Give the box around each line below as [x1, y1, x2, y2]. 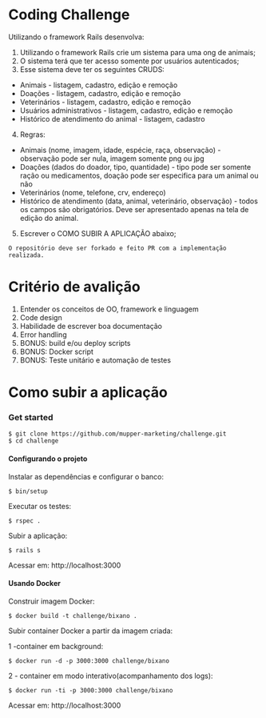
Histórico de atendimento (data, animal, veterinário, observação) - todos [19, 196, 258, 206]
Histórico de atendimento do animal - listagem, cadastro [19, 114, 205, 123]
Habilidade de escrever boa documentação [19, 321, 162, 331]
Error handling [19, 330, 67, 339]
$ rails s [8, 546, 42, 554]
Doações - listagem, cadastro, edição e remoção [19, 88, 181, 98]
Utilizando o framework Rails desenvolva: [8, 32, 145, 42]
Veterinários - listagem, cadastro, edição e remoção [19, 97, 192, 106]
